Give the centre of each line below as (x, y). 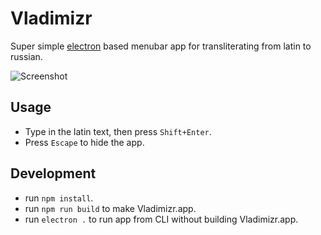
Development (53, 173)
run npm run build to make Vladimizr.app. (110, 208)
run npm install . (59, 198)
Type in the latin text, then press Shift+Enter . (118, 131)
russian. (26, 56)
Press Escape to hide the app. (84, 142)
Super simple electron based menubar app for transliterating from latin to (161, 46)
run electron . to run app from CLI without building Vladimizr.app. (161, 219)
